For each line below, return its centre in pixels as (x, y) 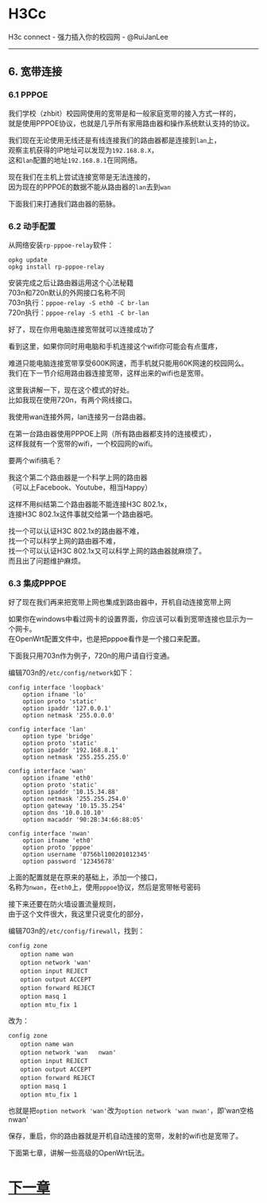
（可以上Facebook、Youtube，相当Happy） (80, 487)
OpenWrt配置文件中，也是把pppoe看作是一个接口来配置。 (110, 639)
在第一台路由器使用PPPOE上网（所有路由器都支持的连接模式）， (112, 433)
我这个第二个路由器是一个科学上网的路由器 (78, 477)
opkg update (28, 260)
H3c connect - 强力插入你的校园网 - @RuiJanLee (88, 37)
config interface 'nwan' (49, 834)
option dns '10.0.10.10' (64, 813)
